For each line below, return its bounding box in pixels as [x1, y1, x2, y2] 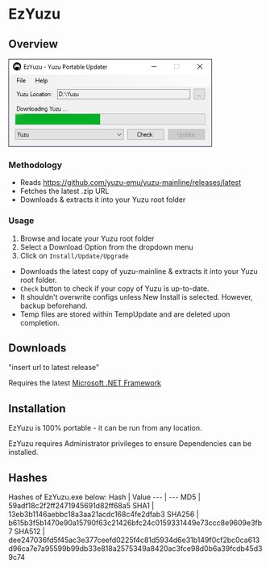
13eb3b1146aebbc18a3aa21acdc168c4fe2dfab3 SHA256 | [8, 510, 199, 520]
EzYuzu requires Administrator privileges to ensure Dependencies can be [8, 439, 252, 448]
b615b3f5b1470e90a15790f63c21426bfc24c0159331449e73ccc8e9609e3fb [8, 518, 263, 528]
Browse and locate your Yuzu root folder [19, 234, 155, 243]
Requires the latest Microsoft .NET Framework [8, 378, 161, 388]
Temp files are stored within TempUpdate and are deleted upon [19, 309, 231, 319]
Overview [8, 37, 59, 51]
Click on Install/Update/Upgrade [19, 250, 129, 260]
